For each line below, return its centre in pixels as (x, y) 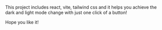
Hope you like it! (22, 22)
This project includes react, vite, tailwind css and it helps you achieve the (81, 7)
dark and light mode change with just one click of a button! (66, 12)
